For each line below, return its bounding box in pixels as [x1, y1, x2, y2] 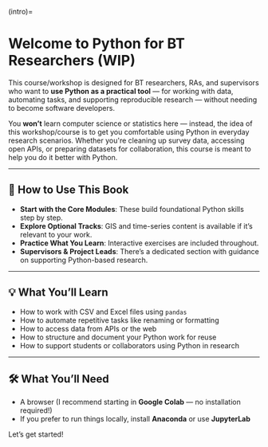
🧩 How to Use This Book [8, 183, 129, 197]
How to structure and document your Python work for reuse [19, 332, 217, 342]
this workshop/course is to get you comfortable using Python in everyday [8, 127, 250, 136]
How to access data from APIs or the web [19, 323, 157, 333]
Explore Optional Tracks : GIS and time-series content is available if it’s [19, 221, 253, 230]
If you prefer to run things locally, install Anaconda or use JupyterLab [19, 414, 251, 424]
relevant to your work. [19, 229, 93, 239]
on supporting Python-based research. [19, 255, 148, 265]
